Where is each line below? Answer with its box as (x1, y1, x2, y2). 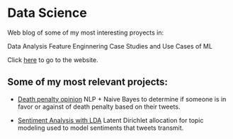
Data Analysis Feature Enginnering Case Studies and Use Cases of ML (7, 42, 212, 50)
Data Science (7, 5, 87, 21)
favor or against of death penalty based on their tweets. (17, 102, 181, 111)
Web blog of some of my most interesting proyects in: (7, 28, 164, 37)
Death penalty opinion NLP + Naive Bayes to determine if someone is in (17, 95, 227, 103)
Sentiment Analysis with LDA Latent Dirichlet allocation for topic (17, 116, 204, 124)
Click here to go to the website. (7, 55, 99, 64)
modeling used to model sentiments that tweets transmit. (17, 123, 184, 132)
